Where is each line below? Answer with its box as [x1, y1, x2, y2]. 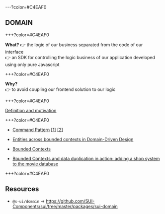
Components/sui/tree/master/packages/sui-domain [12, 203, 118, 209]
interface [5, 49, 24, 55]
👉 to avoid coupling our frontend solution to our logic [5, 86, 116, 92]
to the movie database [12, 161, 59, 167]
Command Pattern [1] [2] [12, 127, 63, 133]
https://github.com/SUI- [45, 198, 95, 204]
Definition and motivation [5, 107, 57, 113]
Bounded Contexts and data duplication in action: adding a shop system [12, 155, 160, 161]
